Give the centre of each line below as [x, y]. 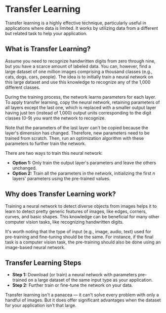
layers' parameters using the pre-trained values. [61, 178]
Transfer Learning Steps [43, 263]
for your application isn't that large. [41, 306]
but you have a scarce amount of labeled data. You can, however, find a [78, 66]
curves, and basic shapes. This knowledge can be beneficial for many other [82, 216]
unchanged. [24, 168]
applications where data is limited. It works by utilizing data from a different [82, 28]
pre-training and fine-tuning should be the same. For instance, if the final [79, 237]
